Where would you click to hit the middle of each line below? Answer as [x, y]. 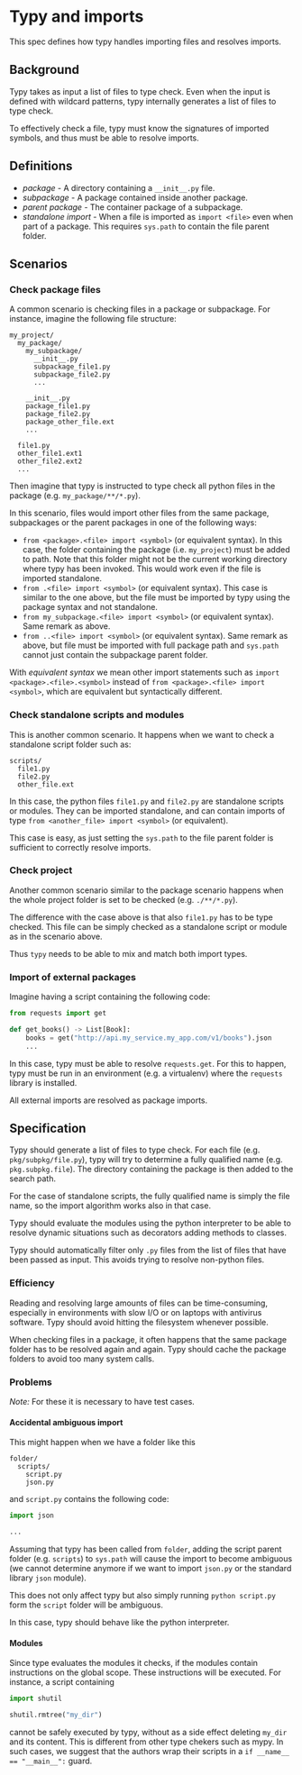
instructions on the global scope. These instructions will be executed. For [145, 1672]
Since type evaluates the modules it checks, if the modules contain [134, 1663]
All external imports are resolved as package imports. [109, 1100]
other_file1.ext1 [50, 454]
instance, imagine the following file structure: [93, 319]
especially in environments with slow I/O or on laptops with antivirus [136, 1312]
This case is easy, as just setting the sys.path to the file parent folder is [142, 837]
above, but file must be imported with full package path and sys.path [151, 645]
